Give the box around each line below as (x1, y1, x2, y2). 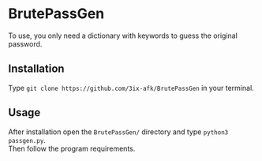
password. (8, 39, 43, 48)
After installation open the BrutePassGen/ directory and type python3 (8, 127, 229, 137)
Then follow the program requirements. (8, 144, 136, 153)
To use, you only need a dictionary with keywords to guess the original (8, 31, 238, 40)
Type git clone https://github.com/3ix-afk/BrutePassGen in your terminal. (8, 83, 254, 92)
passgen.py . (8, 135, 46, 144)
